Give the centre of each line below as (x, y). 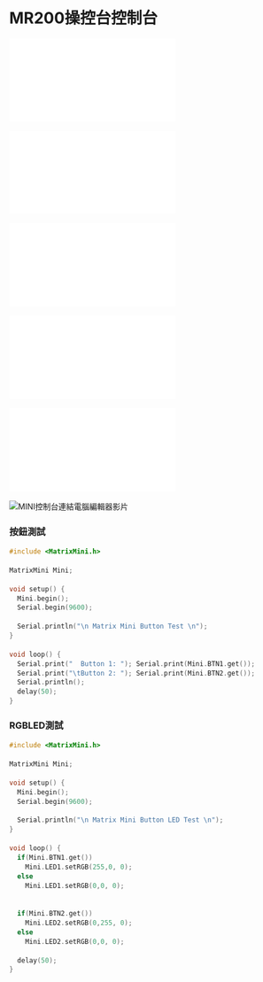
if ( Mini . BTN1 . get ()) (55, 857)
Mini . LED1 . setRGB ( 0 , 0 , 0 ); (75, 885)
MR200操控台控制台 (83, 18)
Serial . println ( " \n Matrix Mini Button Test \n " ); (112, 626)
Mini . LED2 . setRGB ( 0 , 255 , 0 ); (79, 923)
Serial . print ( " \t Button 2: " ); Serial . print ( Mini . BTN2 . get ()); (136, 673)
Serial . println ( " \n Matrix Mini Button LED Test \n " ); (120, 820)
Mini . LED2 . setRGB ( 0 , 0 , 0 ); (75, 941)
